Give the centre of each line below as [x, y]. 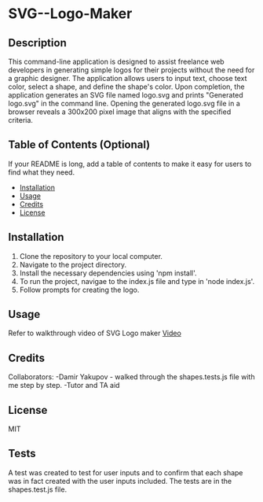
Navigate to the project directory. [73, 264]
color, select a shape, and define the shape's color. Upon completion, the [126, 87]
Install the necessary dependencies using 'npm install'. [108, 273]
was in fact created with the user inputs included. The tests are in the [120, 481]
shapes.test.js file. [38, 489]
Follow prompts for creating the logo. [79, 290]
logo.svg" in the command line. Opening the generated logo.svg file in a [124, 103]
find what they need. [42, 172]
